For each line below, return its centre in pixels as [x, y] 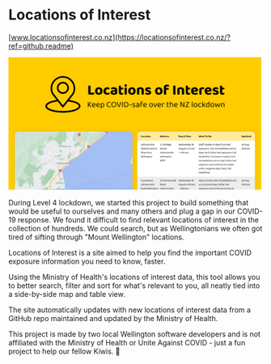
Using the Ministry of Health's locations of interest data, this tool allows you [134, 277]
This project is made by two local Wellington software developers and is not [135, 334]
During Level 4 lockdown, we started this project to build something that [129, 203]
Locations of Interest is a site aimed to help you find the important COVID [130, 253]
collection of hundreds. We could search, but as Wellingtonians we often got [135, 229]
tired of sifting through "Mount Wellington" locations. [96, 237]
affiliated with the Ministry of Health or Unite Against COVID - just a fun [127, 343]
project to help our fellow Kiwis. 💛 [64, 351]
